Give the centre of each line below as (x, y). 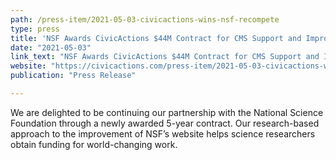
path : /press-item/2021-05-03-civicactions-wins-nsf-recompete (145, 19)
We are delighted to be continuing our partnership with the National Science (167, 112)
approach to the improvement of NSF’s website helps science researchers (163, 133)
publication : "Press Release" (73, 76)
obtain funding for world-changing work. (94, 144)
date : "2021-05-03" (51, 47)
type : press (35, 29)
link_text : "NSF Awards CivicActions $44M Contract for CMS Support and (165, 57)
